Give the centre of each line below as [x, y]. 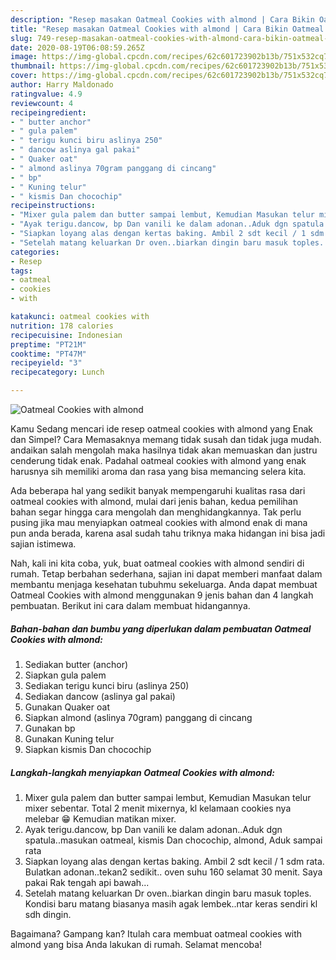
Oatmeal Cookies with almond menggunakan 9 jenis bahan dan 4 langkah [162, 595]
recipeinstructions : [53, 206]
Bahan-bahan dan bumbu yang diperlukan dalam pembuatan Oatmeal [161, 628]
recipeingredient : [48, 112]
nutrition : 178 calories [62, 326]
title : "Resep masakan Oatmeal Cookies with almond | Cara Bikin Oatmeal [167, 29]
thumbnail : [33, 66]
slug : [21, 38]
